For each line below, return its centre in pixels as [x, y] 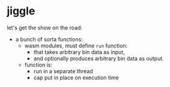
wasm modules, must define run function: [76, 46]
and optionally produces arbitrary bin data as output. [99, 58]
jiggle [21, 11]
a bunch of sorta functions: [49, 39]
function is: [38, 65]
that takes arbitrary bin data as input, [79, 52]
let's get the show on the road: [45, 28]
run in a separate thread [63, 71]
